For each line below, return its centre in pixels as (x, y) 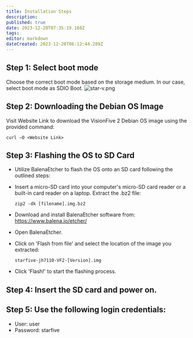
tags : (13, 33)
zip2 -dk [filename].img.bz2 (50, 204)
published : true (26, 22)
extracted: (27, 250)
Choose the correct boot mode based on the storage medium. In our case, (96, 82)
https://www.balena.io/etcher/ (51, 221)
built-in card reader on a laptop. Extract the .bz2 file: (78, 193)
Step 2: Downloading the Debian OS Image (85, 107)
